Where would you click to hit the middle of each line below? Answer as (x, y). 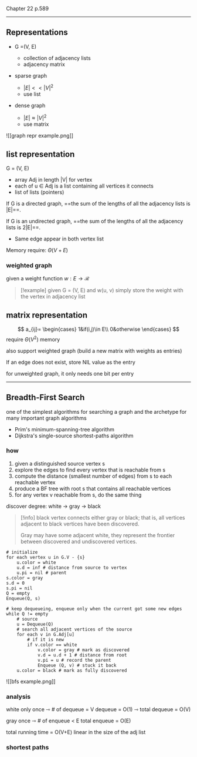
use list (32, 94)
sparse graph (31, 75)
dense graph (30, 106)
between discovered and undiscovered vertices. (79, 541)
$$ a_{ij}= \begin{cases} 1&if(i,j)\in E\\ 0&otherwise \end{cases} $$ (98, 329)
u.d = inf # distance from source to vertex (72, 567)
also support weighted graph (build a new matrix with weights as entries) (94, 351)
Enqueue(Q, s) (23, 598)
